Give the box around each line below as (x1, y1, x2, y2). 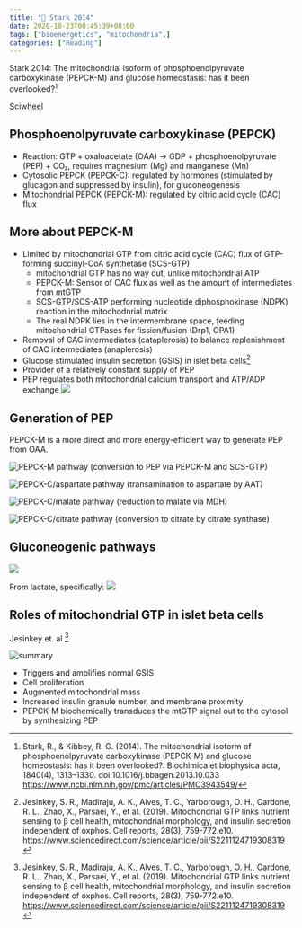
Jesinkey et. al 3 (9, 631, 69, 643)
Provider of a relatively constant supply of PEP (22, 365, 195, 376)
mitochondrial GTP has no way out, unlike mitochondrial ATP (35, 267, 260, 278)
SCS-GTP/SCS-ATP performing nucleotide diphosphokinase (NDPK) (35, 296, 289, 306)
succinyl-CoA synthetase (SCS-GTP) (53, 258, 191, 269)
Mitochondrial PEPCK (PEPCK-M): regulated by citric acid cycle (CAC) (22, 189, 281, 199)
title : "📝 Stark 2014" (9, 13, 94, 22)
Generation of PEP (9, 411, 114, 426)
